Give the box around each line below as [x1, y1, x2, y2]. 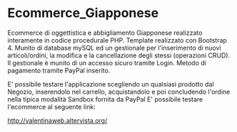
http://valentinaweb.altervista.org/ [7, 116, 108, 125]
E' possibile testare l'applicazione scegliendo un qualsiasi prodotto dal [7, 79, 214, 88]
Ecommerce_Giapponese [7, 5, 159, 21]
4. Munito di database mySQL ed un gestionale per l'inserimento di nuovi [7, 43, 221, 52]
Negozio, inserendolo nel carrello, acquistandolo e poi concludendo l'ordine [7, 87, 231, 96]
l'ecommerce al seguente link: [7, 102, 96, 111]
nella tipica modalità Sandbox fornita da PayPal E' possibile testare [7, 94, 203, 104]
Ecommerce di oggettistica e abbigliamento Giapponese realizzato [7, 28, 203, 37]
